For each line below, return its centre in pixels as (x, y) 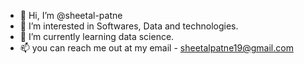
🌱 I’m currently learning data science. (97, 36)
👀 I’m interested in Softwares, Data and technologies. (129, 26)
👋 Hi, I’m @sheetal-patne (71, 15)
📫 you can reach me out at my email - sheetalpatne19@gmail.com (156, 48)
